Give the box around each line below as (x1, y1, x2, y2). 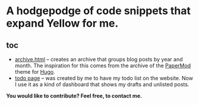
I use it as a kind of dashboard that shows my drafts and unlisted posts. (14, 81, 189, 88)
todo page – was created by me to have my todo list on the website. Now (14, 75, 193, 81)
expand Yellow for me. (6, 17, 119, 30)
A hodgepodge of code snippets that (6, 4, 191, 18)
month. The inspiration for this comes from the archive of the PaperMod (14, 62, 191, 69)
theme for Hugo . (14, 68, 55, 75)
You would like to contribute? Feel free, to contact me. (6, 93, 143, 99)
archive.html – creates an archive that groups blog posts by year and (14, 56, 183, 63)
